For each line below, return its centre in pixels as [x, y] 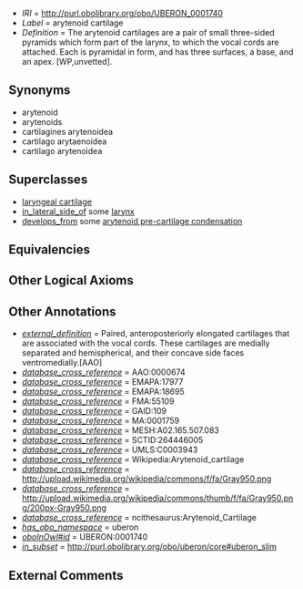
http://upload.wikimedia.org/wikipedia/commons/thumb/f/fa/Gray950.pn [157, 498]
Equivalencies [49, 250]
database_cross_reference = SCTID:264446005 [112, 440]
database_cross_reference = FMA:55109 [98, 401]
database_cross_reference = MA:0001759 [100, 421]
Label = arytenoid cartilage [72, 23]
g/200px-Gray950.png [64, 508]
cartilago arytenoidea [62, 150]
